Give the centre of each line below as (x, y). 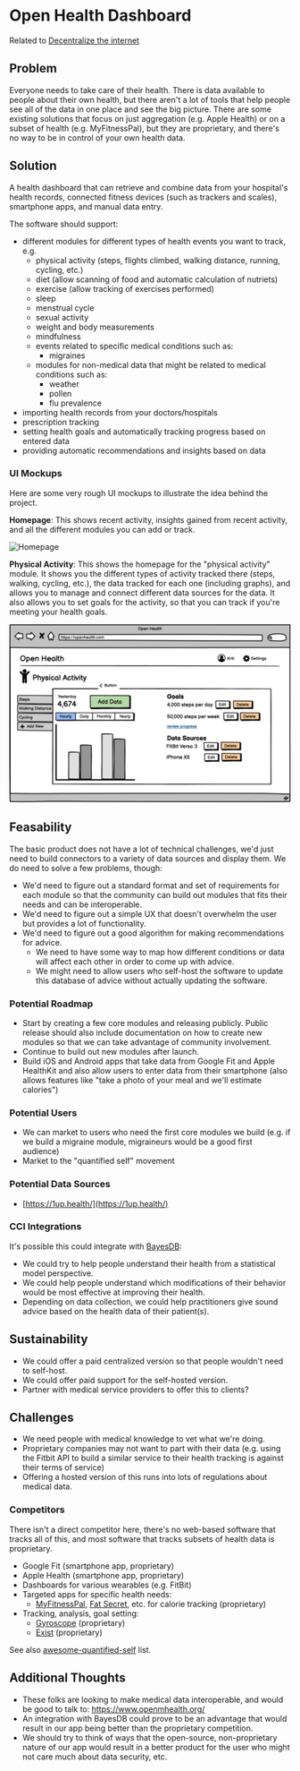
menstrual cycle (65, 308)
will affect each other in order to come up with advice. (135, 961)
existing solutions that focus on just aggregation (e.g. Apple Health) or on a (147, 118)
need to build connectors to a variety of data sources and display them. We (148, 858)
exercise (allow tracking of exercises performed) (125, 288)
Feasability (41, 828)
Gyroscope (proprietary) (80, 1622)
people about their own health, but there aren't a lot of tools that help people (150, 99)
